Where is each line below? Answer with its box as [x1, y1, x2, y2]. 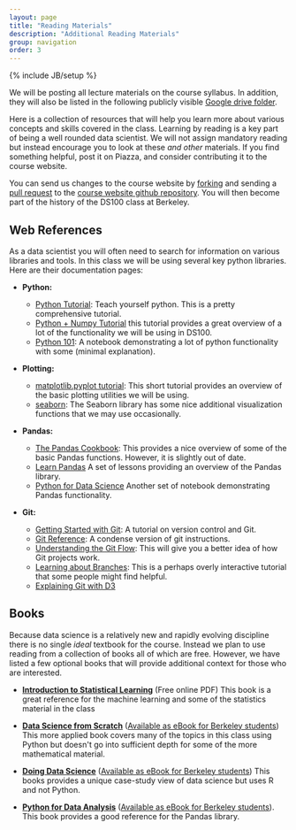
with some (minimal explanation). [34, 346, 156, 357]
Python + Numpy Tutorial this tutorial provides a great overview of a [34, 318, 283, 328]
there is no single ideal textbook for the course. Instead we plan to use [9, 639, 266, 649]
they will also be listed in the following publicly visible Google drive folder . [9, 96, 278, 107]
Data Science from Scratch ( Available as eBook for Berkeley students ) [21, 720, 280, 731]
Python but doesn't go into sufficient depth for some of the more [21, 739, 258, 749]
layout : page [9, 12, 57, 22]
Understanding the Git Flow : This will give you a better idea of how [34, 542, 278, 553]
